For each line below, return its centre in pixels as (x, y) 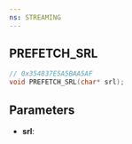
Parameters (42, 110)
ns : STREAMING (35, 17)
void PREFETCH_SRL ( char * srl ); (67, 82)
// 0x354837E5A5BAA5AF (51, 74)
